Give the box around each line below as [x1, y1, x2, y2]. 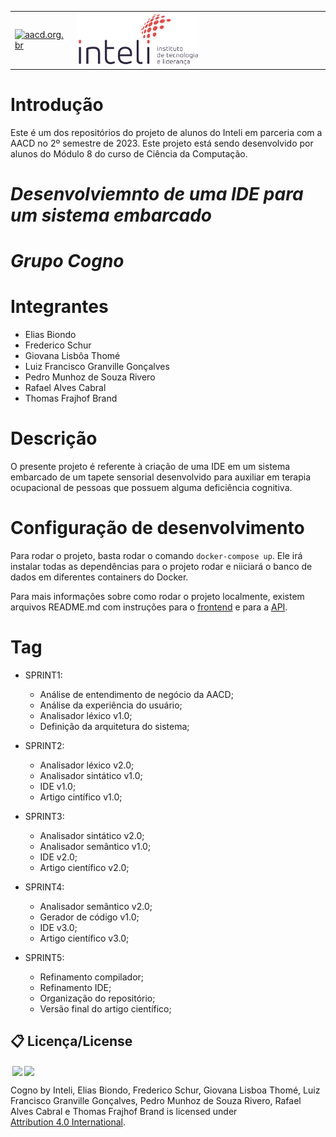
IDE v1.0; [39, 780, 77, 792]
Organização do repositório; [39, 992, 156, 1004]
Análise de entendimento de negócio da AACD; [39, 688, 234, 700]
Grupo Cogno [10, 250, 125, 273]
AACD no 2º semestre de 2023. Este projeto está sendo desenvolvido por [10, 137, 314, 149]
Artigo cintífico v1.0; [39, 791, 123, 803]
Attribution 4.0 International [10, 1116, 123, 1128]
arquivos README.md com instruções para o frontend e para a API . [10, 601, 288, 613]
